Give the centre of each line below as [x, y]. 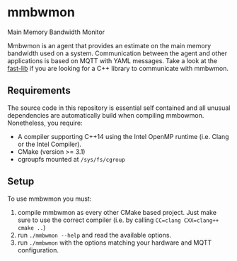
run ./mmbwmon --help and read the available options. [94, 235]
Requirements [39, 90]
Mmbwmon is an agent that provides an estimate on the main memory [109, 45]
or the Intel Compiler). [50, 144]
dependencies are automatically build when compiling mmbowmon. [106, 115]
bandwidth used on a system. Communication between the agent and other [117, 53]
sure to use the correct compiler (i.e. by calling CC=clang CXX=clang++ [118, 220]
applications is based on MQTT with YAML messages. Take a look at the [112, 60]
